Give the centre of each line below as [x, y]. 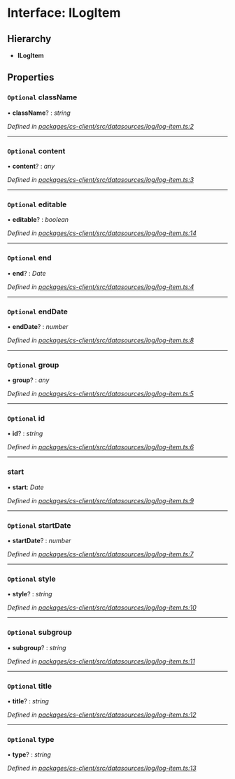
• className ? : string [39, 113]
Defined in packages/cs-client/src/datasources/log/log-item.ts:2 [101, 126]
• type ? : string [29, 755]
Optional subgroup [40, 633]
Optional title [30, 686]
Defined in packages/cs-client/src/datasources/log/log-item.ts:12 [102, 715]
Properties [31, 77]
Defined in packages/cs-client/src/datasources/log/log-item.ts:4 [101, 287]
